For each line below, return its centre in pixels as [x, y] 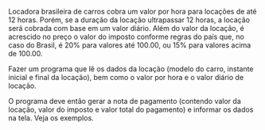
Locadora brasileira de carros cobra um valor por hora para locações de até [132, 11]
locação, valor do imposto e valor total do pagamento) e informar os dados [131, 109]
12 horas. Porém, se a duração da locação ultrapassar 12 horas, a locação [129, 20]
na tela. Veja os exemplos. [51, 118]
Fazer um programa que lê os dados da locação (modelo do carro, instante [131, 69]
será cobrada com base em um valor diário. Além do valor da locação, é [126, 28]
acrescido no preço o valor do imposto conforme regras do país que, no [126, 36]
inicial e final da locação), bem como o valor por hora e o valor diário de [126, 77]
